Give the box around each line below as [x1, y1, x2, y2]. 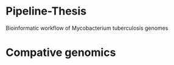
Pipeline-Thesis [5, 4, 87, 18]
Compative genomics [5, 46, 116, 60]
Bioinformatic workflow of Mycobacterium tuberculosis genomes [5, 24, 169, 32]
